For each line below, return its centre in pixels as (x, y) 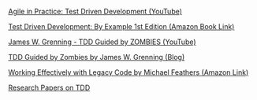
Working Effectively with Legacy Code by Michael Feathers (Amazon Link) (128, 72)
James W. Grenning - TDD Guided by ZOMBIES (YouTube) (102, 42)
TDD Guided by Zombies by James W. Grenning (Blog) (97, 57)
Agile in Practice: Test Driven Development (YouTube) (95, 11)
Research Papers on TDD (49, 87)
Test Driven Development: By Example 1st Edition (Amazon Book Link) (121, 26)
